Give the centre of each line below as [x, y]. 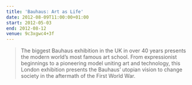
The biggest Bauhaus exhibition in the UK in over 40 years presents [103, 51]
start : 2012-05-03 [29, 23]
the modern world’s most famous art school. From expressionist [99, 57]
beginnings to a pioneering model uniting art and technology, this [100, 64]
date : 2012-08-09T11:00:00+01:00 [48, 17]
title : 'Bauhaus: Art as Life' [45, 12]
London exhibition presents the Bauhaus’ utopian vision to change [101, 70]
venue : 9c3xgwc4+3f [30, 34]
